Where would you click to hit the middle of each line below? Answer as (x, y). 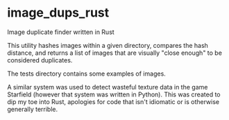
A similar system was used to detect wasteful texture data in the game (108, 87)
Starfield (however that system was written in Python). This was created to (114, 94)
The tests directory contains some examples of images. (87, 74)
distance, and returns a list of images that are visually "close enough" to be (114, 53)
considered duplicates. (40, 60)
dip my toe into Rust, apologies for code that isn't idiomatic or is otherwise (113, 101)
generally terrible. (33, 109)
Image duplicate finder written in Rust (61, 32)
